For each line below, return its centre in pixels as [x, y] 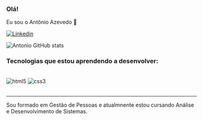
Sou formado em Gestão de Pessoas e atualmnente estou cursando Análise [100, 105]
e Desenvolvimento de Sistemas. [47, 112]
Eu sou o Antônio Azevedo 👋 [42, 22]
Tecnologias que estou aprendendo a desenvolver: [82, 61]
